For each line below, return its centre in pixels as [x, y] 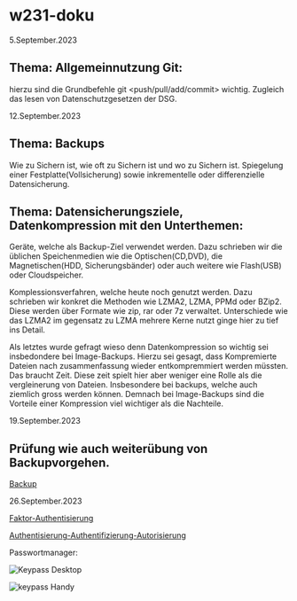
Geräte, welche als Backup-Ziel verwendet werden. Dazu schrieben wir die [146, 247]
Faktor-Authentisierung [51, 519]
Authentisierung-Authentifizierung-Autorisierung [98, 535]
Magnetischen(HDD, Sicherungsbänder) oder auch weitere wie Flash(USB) [145, 266]
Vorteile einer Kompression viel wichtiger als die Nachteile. [117, 403]
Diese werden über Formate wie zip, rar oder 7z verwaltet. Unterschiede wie [148, 311]
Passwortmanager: [43, 553]
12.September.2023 [45, 115]
